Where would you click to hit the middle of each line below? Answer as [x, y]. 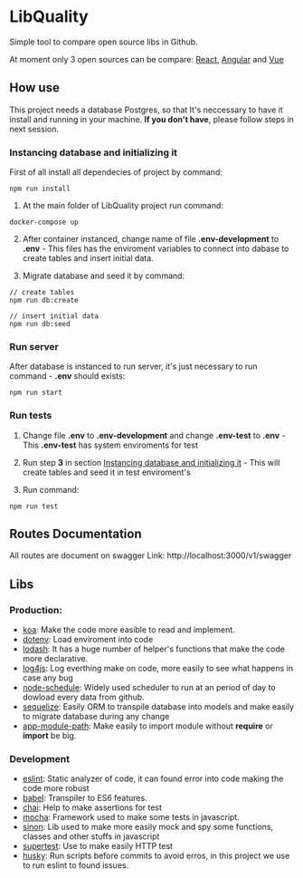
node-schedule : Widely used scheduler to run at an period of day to [149, 688]
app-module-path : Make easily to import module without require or [147, 726]
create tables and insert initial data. [88, 258]
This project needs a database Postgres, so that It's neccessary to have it [146, 110]
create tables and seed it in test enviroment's [107, 472]
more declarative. [55, 659]
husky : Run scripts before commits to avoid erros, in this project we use [156, 856]
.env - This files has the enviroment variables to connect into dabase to [156, 249]
